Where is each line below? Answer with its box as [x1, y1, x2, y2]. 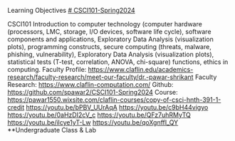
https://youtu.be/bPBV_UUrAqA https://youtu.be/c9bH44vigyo [26, 103, 209, 111]
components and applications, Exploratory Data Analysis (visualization [7, 35, 214, 43]
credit [7, 103, 25, 111]
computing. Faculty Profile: [7, 66, 87, 73]
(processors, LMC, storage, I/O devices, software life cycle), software [7, 28, 211, 36]
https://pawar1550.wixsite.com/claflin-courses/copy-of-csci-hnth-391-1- [7, 95, 221, 104]
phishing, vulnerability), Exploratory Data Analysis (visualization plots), [7, 50, 214, 58]
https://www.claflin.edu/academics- [88, 66, 194, 73]
